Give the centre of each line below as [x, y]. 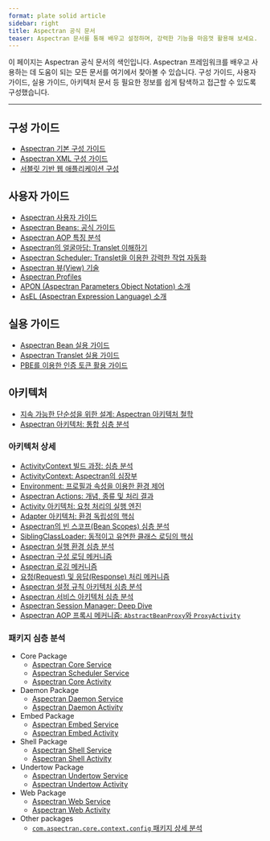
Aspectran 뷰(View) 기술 [59, 267]
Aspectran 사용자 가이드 [59, 217]
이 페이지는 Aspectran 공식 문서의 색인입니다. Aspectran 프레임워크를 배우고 [129, 62]
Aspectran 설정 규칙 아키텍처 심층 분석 [81, 586]
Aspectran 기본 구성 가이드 [63, 149]
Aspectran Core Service [72, 665]
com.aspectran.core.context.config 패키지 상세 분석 [117, 828]
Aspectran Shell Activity [72, 759]
